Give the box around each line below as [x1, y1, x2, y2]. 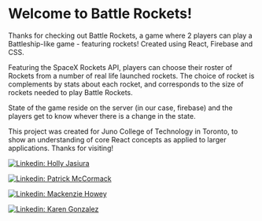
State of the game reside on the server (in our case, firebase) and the [8, 103, 234, 112]
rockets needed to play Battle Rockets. [8, 87, 134, 97]
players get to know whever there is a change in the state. [8, 111, 196, 120]
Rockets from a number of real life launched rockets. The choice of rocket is [8, 71, 255, 80]
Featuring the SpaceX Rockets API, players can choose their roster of [8, 62, 233, 72]
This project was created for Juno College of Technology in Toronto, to [8, 127, 238, 136]
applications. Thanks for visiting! [8, 143, 114, 153]
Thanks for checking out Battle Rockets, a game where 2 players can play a [8, 31, 253, 40]
